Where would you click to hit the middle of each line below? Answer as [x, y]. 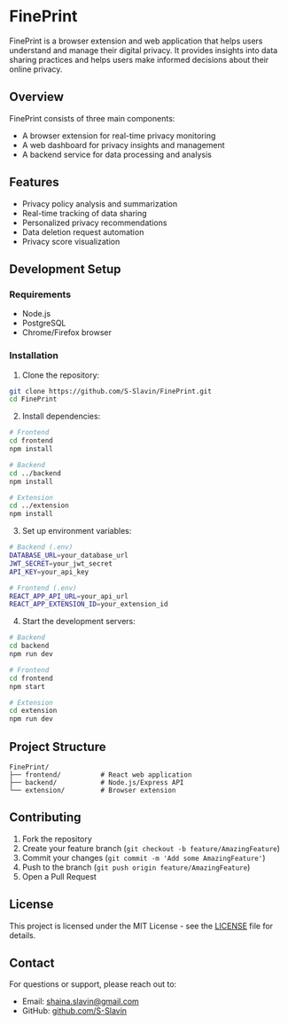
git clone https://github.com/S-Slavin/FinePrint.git [111, 391]
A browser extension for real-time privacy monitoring [119, 136]
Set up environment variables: [77, 531]
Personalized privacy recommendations [94, 223]
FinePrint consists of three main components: [92, 118]
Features [34, 182]
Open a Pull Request [59, 876]
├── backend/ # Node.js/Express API [97, 782]
